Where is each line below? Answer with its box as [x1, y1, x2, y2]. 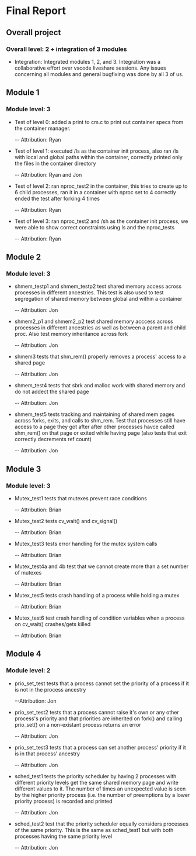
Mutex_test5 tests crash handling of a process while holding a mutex [14, 592, 180, 599]
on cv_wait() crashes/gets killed [14, 620, 91, 627]
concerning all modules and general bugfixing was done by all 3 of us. [14, 70, 184, 77]
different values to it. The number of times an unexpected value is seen [14, 785, 186, 792]
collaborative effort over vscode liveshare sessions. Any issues [14, 64, 166, 71]
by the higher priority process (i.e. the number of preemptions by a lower [14, 791, 190, 798]
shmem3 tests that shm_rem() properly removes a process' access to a [14, 353, 186, 360]
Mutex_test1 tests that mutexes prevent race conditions [14, 494, 147, 501]
